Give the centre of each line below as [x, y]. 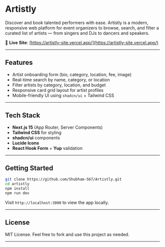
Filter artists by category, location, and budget [59, 85]
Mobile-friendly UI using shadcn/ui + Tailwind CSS [63, 95]
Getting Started [29, 168]
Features [19, 63]
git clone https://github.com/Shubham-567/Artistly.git [63, 179]
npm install [17, 189]
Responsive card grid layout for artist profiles [58, 90]
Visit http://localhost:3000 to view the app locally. [57, 202]
